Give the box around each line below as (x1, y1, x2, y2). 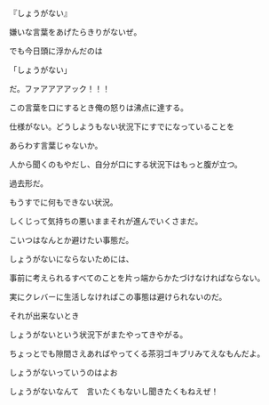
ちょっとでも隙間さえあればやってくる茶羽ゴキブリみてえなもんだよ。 (9, 348, 265, 359)
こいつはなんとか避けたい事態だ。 (9, 235, 134, 245)
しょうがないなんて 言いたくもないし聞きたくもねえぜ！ (9, 386, 219, 396)
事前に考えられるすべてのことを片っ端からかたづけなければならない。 (9, 272, 265, 283)
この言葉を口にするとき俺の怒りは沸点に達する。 (9, 102, 189, 113)
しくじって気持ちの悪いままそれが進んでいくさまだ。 (9, 216, 203, 226)
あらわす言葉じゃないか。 (9, 141, 103, 150)
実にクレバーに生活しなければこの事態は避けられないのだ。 (9, 292, 227, 302)
